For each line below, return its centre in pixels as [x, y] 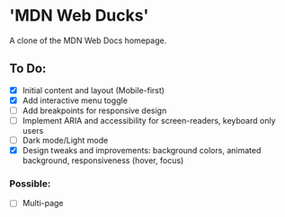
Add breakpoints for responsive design [94, 110]
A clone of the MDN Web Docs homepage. [88, 40]
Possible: [30, 184]
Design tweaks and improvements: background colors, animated [142, 151]
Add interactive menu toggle [75, 100]
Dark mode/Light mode [65, 140]
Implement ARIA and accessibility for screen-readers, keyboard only [149, 120]
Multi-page [43, 204]
